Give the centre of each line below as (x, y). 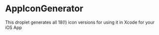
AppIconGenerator (44, 9)
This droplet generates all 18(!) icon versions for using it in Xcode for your (80, 22)
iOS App (14, 27)
